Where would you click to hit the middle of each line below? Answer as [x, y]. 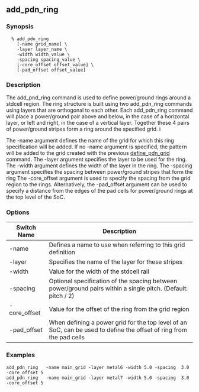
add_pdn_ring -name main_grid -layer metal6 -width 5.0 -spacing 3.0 [98, 367]
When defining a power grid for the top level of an [118, 323]
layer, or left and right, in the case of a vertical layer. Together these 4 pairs [98, 122]
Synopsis [20, 27]
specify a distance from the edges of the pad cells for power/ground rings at [99, 190]
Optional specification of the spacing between [113, 281]
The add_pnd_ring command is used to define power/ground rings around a [99, 98]
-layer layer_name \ [42, 49]
